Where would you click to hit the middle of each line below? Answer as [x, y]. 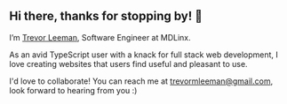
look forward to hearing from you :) [73, 90]
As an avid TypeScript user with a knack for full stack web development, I [143, 55]
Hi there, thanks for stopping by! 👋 [106, 16]
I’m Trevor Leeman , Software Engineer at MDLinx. [100, 37]
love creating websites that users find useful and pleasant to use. [128, 63]
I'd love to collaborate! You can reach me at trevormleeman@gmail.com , [141, 81]
